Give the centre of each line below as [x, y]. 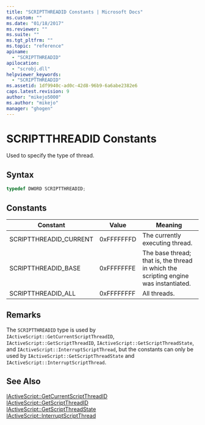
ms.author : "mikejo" [33, 103]
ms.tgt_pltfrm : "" [30, 40]
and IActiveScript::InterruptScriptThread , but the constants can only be [100, 349]
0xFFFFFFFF [117, 293]
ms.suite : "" [23, 35]
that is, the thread [167, 260]
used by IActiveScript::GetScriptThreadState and [70, 355]
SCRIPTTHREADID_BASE [45, 268]
